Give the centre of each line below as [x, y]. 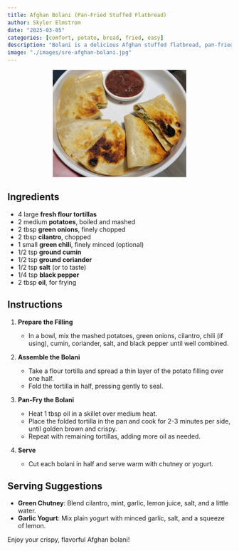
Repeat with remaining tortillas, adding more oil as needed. [115, 436]
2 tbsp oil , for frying [47, 282]
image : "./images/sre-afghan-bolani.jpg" [70, 53]
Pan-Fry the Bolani [46, 399]
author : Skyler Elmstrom [44, 22]
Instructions [35, 305]
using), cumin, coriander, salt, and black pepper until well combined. [128, 343]
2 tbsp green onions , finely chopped [71, 229]
